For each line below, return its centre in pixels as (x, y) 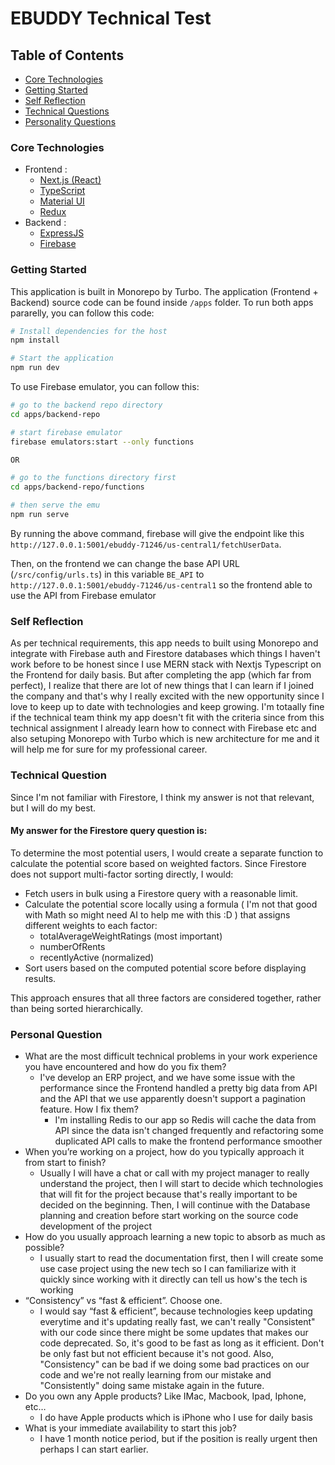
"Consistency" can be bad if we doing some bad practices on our (174, 1364)
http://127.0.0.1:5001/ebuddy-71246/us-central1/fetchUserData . (146, 544)
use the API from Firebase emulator (83, 595)
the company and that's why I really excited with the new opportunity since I (167, 696)
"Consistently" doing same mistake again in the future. (152, 1386)
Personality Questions (70, 121)
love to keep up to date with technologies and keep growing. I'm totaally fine (167, 707)
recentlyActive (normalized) (97, 957)
